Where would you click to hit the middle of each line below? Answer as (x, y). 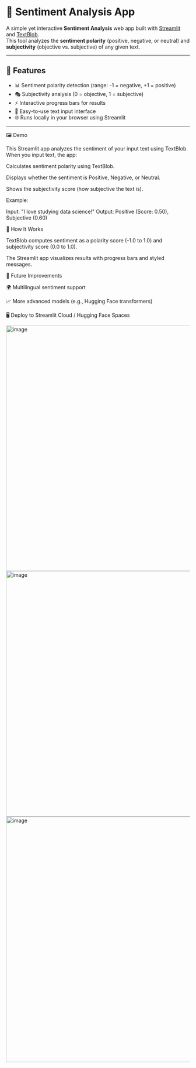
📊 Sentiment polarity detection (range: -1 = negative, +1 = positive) (95, 85)
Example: (17, 200)
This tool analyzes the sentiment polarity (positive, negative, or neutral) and (98, 40)
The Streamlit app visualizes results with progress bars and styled (85, 258)
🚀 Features (26, 71)
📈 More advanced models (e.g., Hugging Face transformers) (79, 301)
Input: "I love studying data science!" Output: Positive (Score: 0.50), (87, 211)
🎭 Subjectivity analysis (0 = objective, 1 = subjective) (79, 94)
